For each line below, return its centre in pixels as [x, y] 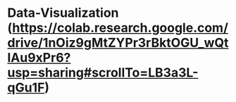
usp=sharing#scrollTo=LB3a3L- [103, 73]
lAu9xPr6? [39, 58]
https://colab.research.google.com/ [120, 28]
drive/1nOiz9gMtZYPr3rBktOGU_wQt [118, 43]
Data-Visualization [63, 13]
